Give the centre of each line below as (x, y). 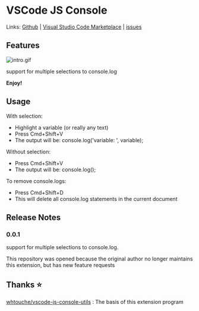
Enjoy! (14, 83)
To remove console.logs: (36, 181)
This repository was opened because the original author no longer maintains (99, 259)
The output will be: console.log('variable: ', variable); (79, 140)
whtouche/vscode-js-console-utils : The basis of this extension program (95, 302)
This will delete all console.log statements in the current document (96, 199)
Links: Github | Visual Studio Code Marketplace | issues (74, 27)
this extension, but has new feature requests (61, 265)
